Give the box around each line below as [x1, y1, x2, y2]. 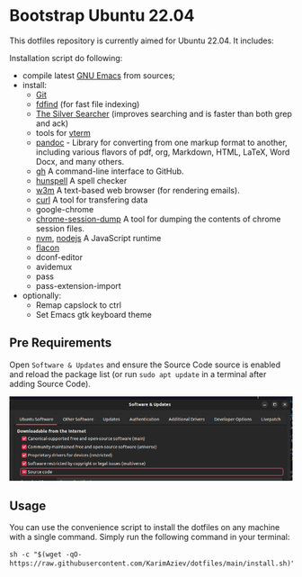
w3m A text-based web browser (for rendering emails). [35, 185, 240, 195]
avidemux [35, 261, 73, 272]
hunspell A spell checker [35, 175, 128, 185]
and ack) [35, 118, 69, 129]
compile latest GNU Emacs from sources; [22, 69, 175, 81]
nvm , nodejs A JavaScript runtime [35, 232, 162, 243]
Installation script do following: [9, 52, 123, 63]
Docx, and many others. [35, 156, 125, 167]
